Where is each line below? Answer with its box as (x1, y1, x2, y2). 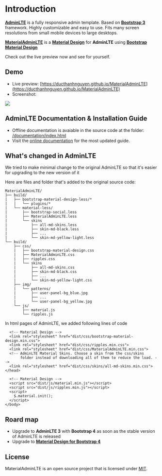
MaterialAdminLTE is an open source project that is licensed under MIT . (5, 466, 148, 471)
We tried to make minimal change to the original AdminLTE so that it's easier (5, 164, 157, 171)
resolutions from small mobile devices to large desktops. (5, 30, 118, 35)
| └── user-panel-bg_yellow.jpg (14, 299, 92, 304)
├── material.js (22, 308, 55, 313)
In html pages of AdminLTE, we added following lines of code (5, 320, 128, 326)
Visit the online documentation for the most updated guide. (12, 138, 130, 143)
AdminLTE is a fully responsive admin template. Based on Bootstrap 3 (5, 19, 146, 25)
